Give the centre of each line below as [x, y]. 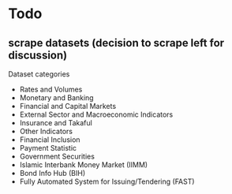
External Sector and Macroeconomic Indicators [96, 114]
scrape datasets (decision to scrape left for [116, 43]
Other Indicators [46, 131]
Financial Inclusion [50, 140]
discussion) [38, 55]
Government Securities [57, 156]
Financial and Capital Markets [68, 106]
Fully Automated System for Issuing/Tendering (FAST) [107, 181]
